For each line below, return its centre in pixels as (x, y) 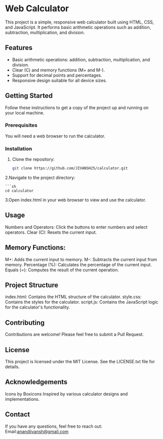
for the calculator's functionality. (38, 307)
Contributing (25, 322)
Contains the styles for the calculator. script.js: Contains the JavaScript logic (82, 302)
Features (19, 48)
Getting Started (29, 96)
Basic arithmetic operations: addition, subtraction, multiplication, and (81, 60)
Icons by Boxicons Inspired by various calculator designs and (66, 394)
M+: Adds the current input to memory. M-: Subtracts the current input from (81, 259)
